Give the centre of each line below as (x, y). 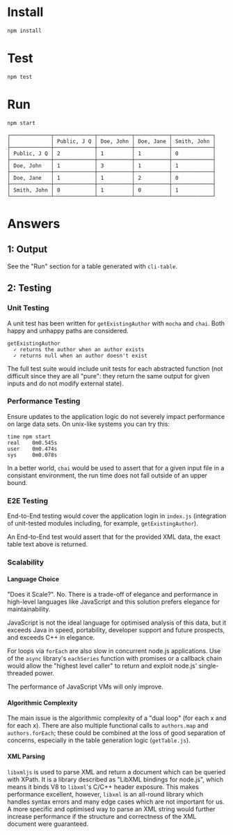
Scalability (25, 562)
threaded (20, 673)
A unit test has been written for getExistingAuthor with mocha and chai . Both (116, 323)
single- (209, 666)
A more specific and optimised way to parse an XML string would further (111, 809)
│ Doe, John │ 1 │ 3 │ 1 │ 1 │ (112, 166)
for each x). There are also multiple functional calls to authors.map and (108, 726)
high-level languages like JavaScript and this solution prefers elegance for (114, 602)
